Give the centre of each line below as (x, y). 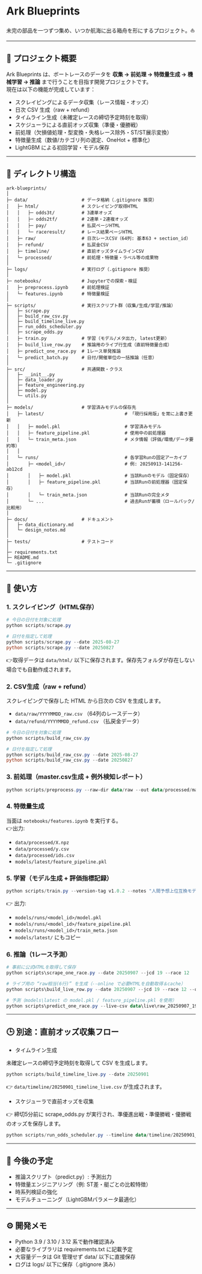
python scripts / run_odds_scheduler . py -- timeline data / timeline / (90, 1135)
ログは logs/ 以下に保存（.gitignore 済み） (67, 1264)
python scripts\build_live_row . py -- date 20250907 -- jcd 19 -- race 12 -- (101, 989)
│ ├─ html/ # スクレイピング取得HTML (72, 206)
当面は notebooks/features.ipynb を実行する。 (64, 820)
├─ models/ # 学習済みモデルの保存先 (71, 407)
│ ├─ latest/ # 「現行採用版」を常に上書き (97, 414)
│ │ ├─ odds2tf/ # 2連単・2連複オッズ (67, 219)
